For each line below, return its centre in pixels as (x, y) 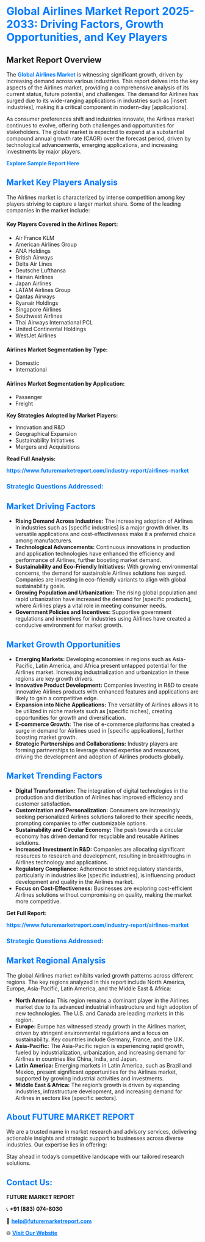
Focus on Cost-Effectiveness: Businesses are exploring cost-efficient (103, 888)
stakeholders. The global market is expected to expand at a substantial (95, 132)
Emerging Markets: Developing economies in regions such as (93, 659)
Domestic (27, 363)
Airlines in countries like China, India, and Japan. (76, 1059)
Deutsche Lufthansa (40, 271)
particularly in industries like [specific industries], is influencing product (105, 875)
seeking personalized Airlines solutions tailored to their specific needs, (104, 817)
